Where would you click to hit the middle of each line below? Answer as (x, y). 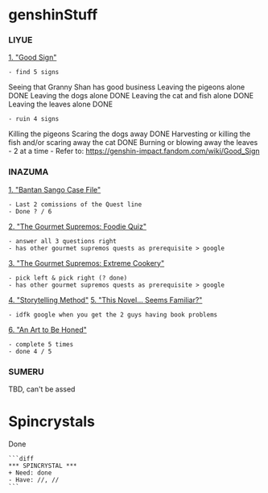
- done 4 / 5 (30, 351)
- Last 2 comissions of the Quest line (75, 204)
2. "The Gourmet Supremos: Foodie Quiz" (78, 226)
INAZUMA (29, 172)
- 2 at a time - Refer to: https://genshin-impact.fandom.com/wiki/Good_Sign (134, 151)
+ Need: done (30, 473)
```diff (21, 459)
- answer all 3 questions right (62, 241)
